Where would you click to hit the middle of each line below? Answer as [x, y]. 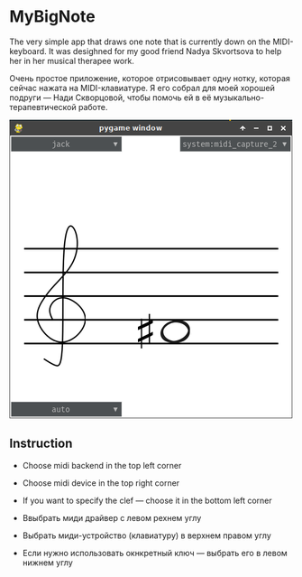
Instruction [41, 444]
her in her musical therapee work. [72, 60]
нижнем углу [48, 563]
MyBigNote [53, 17]
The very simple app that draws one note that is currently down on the [140, 42]
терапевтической [43, 107]
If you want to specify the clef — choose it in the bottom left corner [147, 500]
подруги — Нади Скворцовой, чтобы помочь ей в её [110, 98]
